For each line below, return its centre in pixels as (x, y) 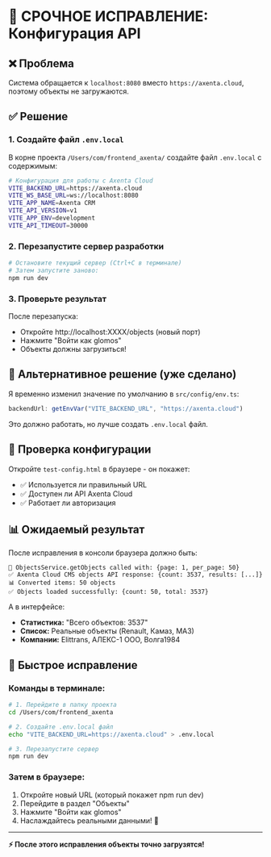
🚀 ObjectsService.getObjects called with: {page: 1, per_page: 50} (124, 568)
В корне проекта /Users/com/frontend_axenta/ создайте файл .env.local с (135, 157)
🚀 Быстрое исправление (73, 665)
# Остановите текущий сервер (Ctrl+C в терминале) (95, 263)
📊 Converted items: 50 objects (62, 583)
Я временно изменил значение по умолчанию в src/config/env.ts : (124, 394)
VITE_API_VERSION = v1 (43, 211)
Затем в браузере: (47, 777)
